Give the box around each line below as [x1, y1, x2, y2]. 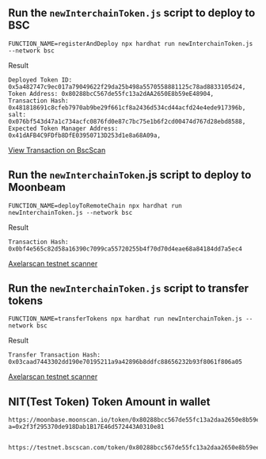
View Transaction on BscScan [8, 145, 106, 155]
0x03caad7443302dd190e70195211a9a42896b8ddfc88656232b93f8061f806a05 [8, 358, 243, 366]
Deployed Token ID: [8, 75, 73, 84]
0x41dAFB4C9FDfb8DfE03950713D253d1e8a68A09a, [8, 131, 161, 140]
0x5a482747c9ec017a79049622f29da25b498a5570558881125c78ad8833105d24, [8, 82, 246, 90]
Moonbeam [8, 181, 66, 194]
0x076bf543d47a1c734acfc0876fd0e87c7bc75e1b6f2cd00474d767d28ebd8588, [8, 117, 246, 125]
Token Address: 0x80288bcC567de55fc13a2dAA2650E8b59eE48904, [8, 90, 215, 98]
